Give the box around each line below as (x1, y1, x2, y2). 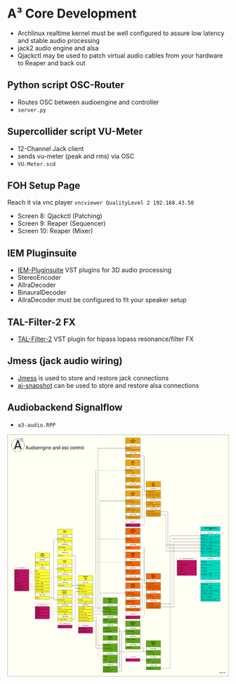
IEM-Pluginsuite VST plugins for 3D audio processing (17, 266, 172, 274)
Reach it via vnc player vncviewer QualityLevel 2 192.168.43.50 (7, 198, 195, 207)
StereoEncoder (17, 273, 62, 282)
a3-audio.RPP (17, 421, 56, 429)
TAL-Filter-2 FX (7, 316, 76, 328)
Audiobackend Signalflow (7, 401, 123, 413)
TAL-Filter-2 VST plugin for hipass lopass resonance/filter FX (17, 335, 195, 343)
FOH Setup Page (7, 179, 81, 191)
